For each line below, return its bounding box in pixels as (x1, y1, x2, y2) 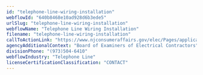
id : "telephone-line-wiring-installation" (6, 8, 115, 15)
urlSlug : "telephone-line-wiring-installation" (6, 20, 129, 26)
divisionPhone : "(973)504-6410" (6, 48, 88, 54)
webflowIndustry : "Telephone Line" (6, 54, 96, 60)
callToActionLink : (6, 37, 53, 43)
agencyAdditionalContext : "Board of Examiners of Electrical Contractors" (6, 43, 199, 49)
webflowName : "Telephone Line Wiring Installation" (6, 25, 139, 32)
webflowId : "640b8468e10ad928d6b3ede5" (6, 15, 107, 21)
